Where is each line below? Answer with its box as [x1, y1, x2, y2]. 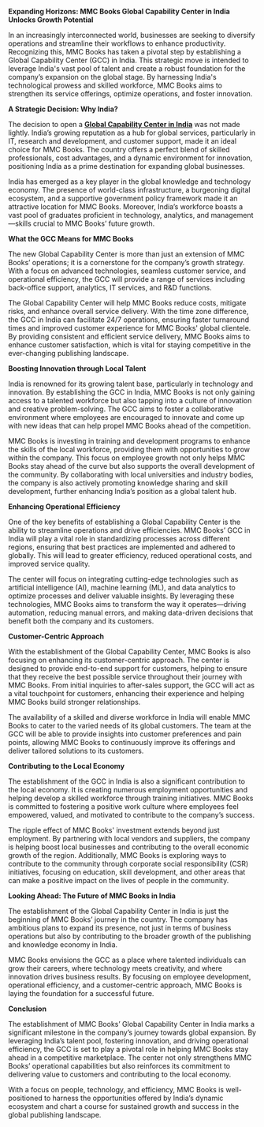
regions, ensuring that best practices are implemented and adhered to [8, 542, 236, 552]
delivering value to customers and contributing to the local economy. [8, 1069, 232, 1079]
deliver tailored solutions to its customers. [8, 746, 144, 755]
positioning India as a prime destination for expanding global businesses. [8, 162, 246, 170]
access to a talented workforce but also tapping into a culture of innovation [8, 396, 252, 405]
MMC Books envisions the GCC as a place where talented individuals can [8, 955, 247, 964]
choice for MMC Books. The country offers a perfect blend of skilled [8, 145, 230, 154]
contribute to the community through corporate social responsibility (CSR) [8, 859, 249, 868]
